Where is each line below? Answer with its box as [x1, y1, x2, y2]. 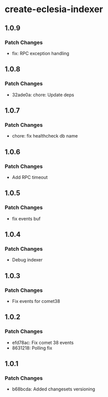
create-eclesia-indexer [5, 4, 103, 15]
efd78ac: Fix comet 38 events [12, 339, 74, 345]
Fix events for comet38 [12, 298, 60, 304]
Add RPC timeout [12, 174, 48, 180]
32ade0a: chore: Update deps [12, 92, 74, 98]
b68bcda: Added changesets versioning [12, 386, 95, 392]
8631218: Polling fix [12, 345, 52, 351]
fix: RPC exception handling [12, 50, 70, 56]
